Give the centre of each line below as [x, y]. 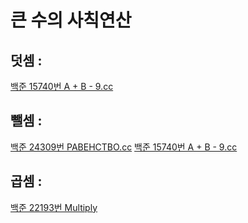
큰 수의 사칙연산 [71, 20]
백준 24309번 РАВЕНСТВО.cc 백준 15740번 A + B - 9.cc [124, 147]
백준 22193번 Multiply [54, 207]
